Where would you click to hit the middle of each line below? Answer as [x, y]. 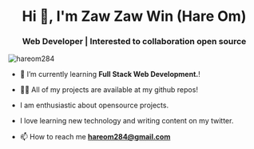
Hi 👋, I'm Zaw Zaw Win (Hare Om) [134, 16]
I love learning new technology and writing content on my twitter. [127, 121]
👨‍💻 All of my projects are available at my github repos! [109, 90]
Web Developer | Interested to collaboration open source [134, 42]
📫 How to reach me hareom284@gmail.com [95, 137]
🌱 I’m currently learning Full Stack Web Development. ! [110, 74]
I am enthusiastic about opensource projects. [94, 105]
